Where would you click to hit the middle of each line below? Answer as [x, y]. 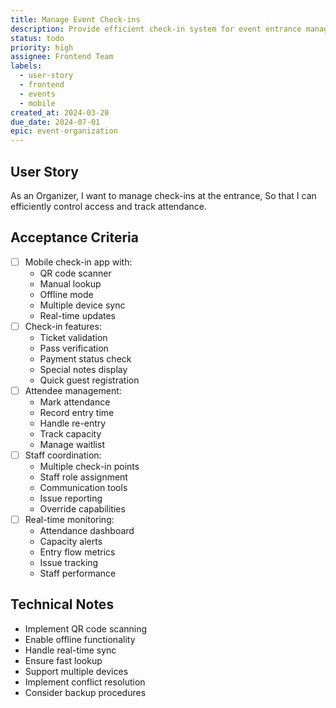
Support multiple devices [76, 671]
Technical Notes [62, 604]
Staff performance [78, 573]
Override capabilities [82, 509]
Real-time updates [78, 315]
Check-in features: [63, 326]
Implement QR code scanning [86, 628]
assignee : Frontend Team [62, 57]
